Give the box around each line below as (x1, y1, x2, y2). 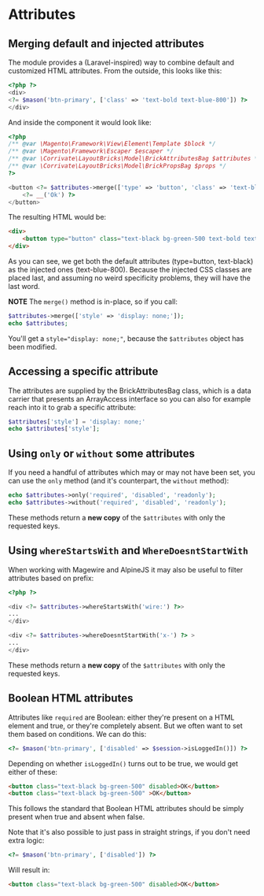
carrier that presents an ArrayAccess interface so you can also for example (8, 394, 251, 403)
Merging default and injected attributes (8, 37, 204, 50)
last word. (8, 282, 41, 291)
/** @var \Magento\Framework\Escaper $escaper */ (8, 147, 174, 155)
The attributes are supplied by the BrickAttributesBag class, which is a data (8, 386, 251, 395)
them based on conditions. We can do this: (8, 729, 147, 739)
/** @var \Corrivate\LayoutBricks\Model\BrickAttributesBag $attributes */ (8, 155, 262, 163)
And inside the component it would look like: (8, 117, 152, 127)
